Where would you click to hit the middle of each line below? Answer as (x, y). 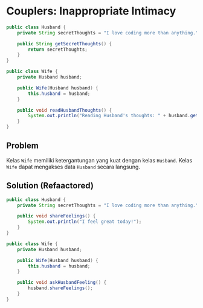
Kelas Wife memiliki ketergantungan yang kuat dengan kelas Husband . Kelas (99, 160)
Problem (23, 146)
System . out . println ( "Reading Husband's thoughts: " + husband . (109, 116)
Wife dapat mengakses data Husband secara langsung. (73, 167)
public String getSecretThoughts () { (65, 43)
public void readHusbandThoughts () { (65, 110)
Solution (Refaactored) (50, 186)
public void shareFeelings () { (56, 216)
